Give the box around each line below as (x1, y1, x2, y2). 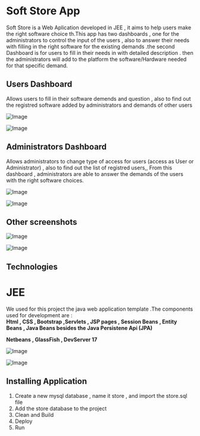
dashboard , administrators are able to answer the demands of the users (6, 170, 183, 177)
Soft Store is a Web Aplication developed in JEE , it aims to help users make (6, 24, 192, 31)
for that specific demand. (6, 61, 68, 69)
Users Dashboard (6, 79, 73, 89)
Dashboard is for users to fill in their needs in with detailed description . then (6, 49, 193, 56)
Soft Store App (6, 4, 80, 18)
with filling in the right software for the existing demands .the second (6, 43, 175, 50)
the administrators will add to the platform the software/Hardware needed (6, 55, 187, 63)
